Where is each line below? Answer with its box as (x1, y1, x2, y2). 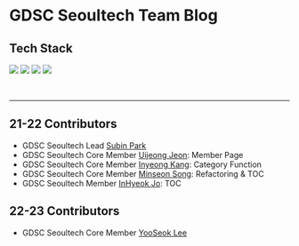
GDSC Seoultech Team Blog (9, 5, 218, 26)
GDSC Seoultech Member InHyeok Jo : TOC (21, 178, 182, 188)
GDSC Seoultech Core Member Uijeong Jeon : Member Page (21, 149, 244, 160)
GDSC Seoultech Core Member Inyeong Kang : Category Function (21, 159, 263, 170)
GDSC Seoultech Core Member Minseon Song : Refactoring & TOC (21, 168, 264, 179)
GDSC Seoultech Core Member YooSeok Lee (21, 227, 188, 238)
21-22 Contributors (9, 116, 117, 131)
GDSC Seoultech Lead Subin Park (21, 139, 147, 151)
